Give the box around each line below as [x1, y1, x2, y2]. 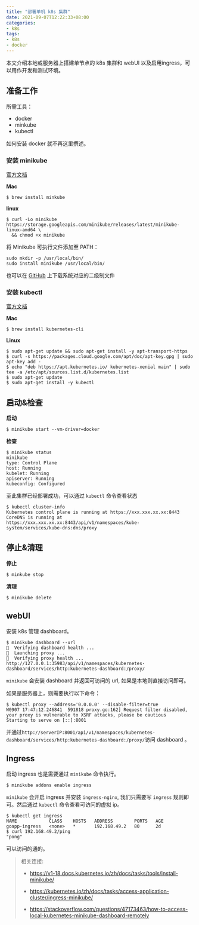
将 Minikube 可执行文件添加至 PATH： [6, 243, 99, 250]
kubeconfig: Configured [6, 481, 66, 487]
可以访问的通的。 [6, 845, 48, 852]
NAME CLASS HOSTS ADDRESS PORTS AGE [6, 818, 164, 824]
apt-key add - [6, 359, 42, 365]
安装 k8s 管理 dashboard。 [6, 627, 73, 635]
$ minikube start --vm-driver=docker [6, 427, 100, 433]
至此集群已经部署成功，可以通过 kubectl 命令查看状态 [6, 492, 138, 500]
